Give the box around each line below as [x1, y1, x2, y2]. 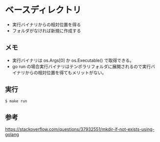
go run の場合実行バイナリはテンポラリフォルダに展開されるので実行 [12, 63, 151, 69]
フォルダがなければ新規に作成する [12, 27, 81, 33]
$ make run [5, 98, 27, 103]
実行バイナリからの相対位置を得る [12, 22, 81, 27]
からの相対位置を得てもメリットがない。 [25, 70, 107, 75]
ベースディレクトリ [5, 4, 82, 16]
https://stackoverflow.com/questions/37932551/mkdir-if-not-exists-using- [5, 126, 155, 132]
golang [5, 132, 20, 138]
